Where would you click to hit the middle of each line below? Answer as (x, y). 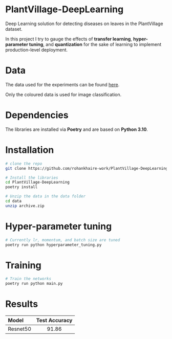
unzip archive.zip (25, 206)
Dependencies (37, 115)
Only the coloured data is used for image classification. (63, 94)
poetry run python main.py (34, 284)
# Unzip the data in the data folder (46, 196)
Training (24, 265)
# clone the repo (24, 164)
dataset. (14, 29)
